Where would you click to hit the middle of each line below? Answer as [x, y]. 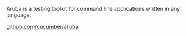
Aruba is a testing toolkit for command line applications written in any [93, 9]
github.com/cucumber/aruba [42, 27]
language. [19, 15]
